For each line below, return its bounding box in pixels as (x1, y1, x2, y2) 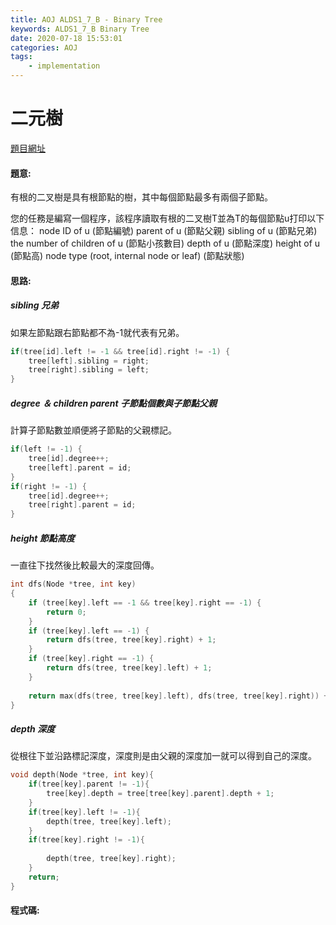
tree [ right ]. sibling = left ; (28, 365, 150, 375)
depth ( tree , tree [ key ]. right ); (46, 854, 177, 864)
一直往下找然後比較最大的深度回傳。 (10, 559, 160, 571)
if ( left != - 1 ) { (10, 444, 83, 455)
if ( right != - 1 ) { (10, 481, 87, 491)
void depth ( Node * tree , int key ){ (10, 770, 155, 780)
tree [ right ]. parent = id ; (28, 500, 137, 510)
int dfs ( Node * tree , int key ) (10, 579, 137, 590)
